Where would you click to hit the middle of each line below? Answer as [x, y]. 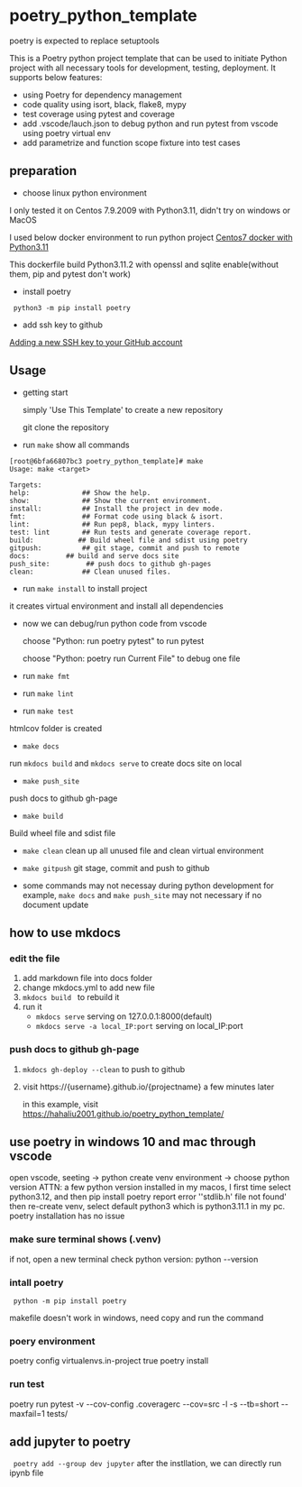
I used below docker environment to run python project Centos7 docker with [151, 237]
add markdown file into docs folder [87, 978]
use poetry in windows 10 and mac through [133, 1142]
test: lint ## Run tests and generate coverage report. [131, 532]
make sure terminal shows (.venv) [85, 1239]
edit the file [35, 959]
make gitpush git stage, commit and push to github [116, 867]
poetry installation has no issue [67, 1216]
